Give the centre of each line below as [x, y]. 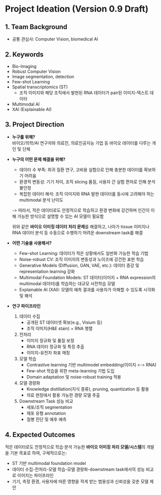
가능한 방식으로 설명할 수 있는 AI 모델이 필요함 [60, 216]
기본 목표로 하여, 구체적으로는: [38, 453]
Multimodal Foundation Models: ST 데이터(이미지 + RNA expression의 [88, 277]
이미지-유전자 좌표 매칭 [48, 352]
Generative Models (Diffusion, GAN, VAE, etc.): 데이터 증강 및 [79, 265]
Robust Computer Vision [36, 71]
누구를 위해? [23, 137]
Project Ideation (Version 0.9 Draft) [77, 9]
